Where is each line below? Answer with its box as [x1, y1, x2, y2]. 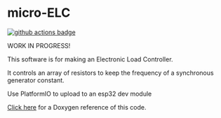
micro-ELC [7, 5, 71, 21]
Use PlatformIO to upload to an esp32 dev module [7, 89, 152, 98]
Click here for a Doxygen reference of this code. [7, 103, 147, 111]
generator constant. [7, 75, 65, 84]
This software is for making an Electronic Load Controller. [7, 54, 173, 64]
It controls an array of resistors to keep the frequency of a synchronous [7, 68, 214, 77]
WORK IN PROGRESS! [7, 41, 71, 50]
